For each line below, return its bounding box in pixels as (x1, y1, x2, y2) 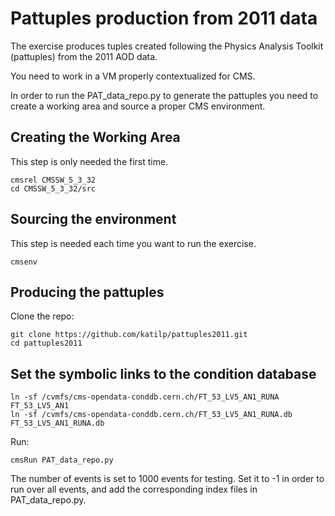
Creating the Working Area (10, 129, 181, 146)
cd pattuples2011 (10, 338, 83, 349)
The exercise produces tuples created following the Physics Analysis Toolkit (10, 40, 324, 52)
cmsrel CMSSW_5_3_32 (10, 175, 97, 185)
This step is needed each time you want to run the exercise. (10, 237, 257, 249)
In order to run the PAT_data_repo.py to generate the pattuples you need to (10, 89, 319, 101)
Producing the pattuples (10, 283, 165, 301)
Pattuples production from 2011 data (10, 7, 318, 30)
